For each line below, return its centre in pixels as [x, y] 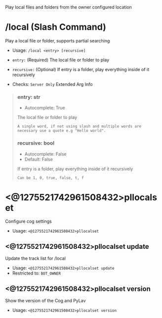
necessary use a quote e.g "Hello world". [61, 131]
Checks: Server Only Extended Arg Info [52, 84]
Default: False [39, 159]
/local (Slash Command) [56, 27]
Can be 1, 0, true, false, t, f [50, 178]
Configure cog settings [28, 221]
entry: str [29, 97]
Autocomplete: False [45, 154]
